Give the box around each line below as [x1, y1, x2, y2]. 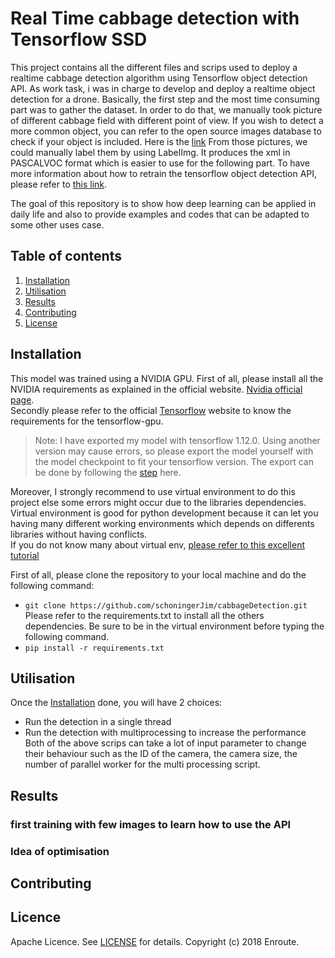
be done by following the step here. [34, 466, 182, 478]
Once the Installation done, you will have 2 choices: [10, 697, 223, 709]
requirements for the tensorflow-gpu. [10, 415, 164, 427]
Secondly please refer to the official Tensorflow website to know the [10, 404, 292, 416]
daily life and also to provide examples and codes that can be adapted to [10, 208, 310, 220]
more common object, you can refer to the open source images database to [10, 125, 322, 137]
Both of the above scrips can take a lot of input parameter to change [24, 737, 307, 749]
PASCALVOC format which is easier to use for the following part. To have [10, 157, 311, 169]
